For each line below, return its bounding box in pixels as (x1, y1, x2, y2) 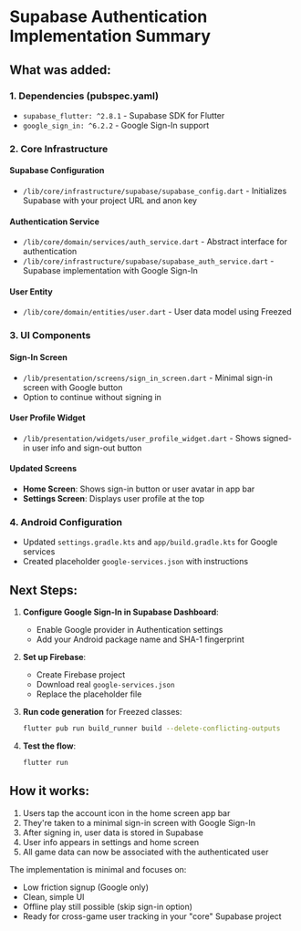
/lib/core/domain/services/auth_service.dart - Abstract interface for (22, 236, 287, 247)
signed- (263, 432, 293, 443)
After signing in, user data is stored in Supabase (22, 827, 203, 838)
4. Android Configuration (9, 515, 123, 528)
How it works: (9, 783, 89, 799)
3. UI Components (9, 329, 91, 342)
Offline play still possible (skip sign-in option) (22, 901, 193, 912)
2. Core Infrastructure (9, 142, 109, 155)
